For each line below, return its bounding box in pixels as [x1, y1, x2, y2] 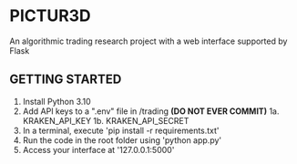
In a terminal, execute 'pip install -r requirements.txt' [22, 125, 220, 136]
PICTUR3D [9, 5, 91, 26]
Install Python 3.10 [22, 96, 91, 107]
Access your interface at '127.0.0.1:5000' [22, 144, 175, 155]
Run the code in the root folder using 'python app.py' [22, 134, 222, 146]
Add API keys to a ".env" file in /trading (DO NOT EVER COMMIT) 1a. [22, 106, 280, 117]
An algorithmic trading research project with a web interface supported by [9, 36, 288, 46]
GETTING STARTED [9, 72, 122, 87]
